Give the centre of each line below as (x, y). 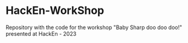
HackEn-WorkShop (55, 11)
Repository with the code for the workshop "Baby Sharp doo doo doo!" (94, 27)
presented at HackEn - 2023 (41, 33)
